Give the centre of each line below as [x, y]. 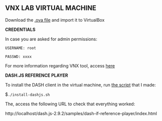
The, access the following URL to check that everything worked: [70, 104]
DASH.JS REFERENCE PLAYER [36, 75]
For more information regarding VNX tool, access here [60, 65]
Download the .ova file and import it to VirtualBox [55, 20]
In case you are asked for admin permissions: [51, 39]
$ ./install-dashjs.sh [28, 94]
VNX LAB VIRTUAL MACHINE [51, 8]
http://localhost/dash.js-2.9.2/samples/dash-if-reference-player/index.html [81, 113]
